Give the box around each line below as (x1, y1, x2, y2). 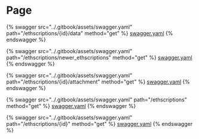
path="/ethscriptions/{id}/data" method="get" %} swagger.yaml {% (6, 29, 173, 36)
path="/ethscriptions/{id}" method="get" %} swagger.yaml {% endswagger (6, 120, 193, 127)
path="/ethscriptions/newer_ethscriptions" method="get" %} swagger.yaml (6, 54, 192, 61)
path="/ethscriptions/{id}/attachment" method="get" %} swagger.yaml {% (6, 78, 190, 85)
